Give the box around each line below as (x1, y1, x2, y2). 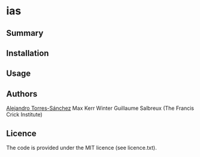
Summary (6, 28, 44, 38)
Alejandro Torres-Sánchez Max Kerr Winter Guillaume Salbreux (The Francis (6, 104, 195, 112)
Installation (6, 48, 49, 58)
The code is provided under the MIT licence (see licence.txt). (6, 144, 157, 151)
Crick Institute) (6, 111, 43, 118)
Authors (6, 88, 38, 99)
